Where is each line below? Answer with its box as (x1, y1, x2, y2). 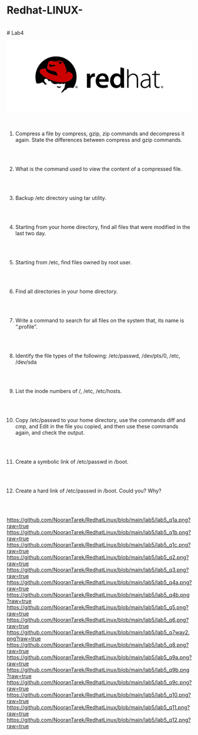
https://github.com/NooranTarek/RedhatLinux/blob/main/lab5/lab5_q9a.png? (6, 654, 192, 661)
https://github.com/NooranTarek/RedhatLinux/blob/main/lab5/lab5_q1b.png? (6, 528, 192, 536)
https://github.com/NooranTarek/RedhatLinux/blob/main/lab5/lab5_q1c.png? (6, 541, 191, 548)
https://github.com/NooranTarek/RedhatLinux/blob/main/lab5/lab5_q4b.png (6, 591, 190, 598)
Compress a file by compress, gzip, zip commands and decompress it (15, 130, 184, 137)
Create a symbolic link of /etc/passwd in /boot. (15, 458, 129, 465)
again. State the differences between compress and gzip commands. (15, 136, 183, 143)
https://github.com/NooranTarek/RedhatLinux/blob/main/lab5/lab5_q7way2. (6, 628, 190, 636)
